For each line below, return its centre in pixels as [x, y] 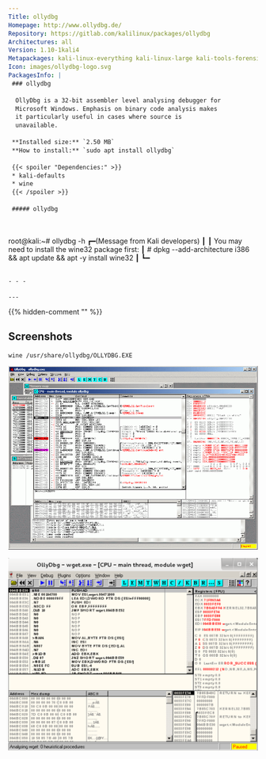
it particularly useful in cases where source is [99, 117]
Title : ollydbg [33, 17]
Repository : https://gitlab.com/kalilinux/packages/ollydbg [110, 33]
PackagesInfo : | [35, 75]
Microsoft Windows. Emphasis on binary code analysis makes [116, 109]
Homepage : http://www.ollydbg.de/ [65, 25]
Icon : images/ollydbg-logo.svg [60, 67]
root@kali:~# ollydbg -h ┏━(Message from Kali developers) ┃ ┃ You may [125, 241]
